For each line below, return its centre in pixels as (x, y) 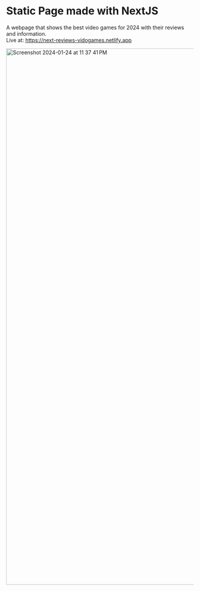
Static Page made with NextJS (82, 11)
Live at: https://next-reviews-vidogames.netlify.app (69, 40)
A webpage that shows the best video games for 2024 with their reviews (95, 27)
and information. (26, 33)
